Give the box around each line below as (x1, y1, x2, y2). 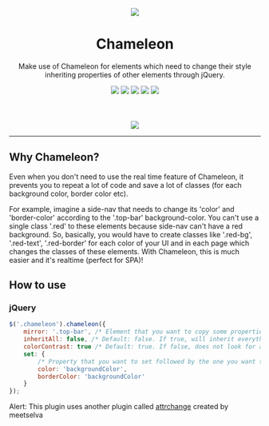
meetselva (9, 410, 43, 420)
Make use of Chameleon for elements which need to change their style (18, 61, 252, 71)
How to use (9, 278, 66, 292)
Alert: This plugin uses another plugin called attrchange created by (9, 402, 229, 412)
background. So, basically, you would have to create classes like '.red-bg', (9, 229, 253, 239)
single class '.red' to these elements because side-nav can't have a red (9, 221, 243, 231)
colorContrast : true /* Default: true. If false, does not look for (23, 343, 256, 351)
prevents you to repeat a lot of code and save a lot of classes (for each (9, 180, 242, 189)
